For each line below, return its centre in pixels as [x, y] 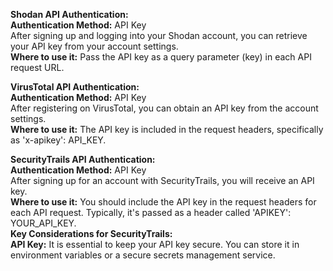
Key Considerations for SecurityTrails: [91, 233]
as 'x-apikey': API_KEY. [58, 140]
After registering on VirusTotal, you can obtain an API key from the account [164, 108]
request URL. [37, 67]
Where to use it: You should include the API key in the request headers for [163, 202]
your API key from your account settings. [94, 46]
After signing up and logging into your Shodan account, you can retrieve [159, 35]
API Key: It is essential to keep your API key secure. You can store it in [155, 244]
